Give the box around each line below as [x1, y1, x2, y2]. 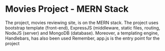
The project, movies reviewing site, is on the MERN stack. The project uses [5, 20, 159, 25]
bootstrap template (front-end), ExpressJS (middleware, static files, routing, [5, 25, 161, 30]
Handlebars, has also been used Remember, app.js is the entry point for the [5, 35, 160, 41]
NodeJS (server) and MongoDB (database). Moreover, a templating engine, [5, 30, 159, 36]
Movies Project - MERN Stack [5, 3, 129, 15]
